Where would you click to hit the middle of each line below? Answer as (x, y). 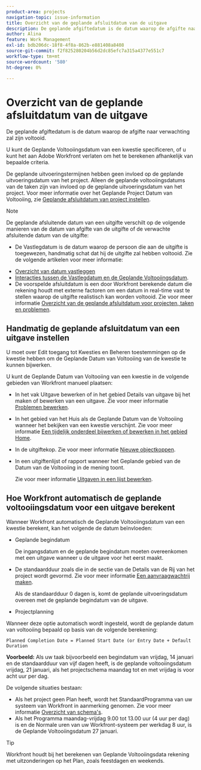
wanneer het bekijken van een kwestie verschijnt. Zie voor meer (94, 425)
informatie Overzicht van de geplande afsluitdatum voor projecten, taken (104, 303)
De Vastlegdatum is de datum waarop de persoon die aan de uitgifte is (101, 247)
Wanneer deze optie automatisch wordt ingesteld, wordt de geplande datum (100, 623)
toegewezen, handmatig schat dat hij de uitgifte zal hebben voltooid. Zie (103, 253)
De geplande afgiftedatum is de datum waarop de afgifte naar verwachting (98, 132)
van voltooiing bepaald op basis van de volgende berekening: (82, 629)
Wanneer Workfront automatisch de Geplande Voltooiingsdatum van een (95, 521)
